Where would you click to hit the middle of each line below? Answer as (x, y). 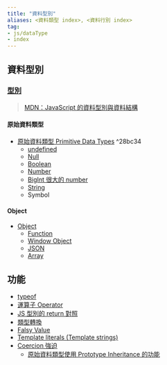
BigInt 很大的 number (58, 180)
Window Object (50, 241)
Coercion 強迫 (37, 346)
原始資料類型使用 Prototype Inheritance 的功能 (94, 355)
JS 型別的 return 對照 (47, 314)
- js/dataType (28, 33)
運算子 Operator (40, 305)
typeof (27, 297)
